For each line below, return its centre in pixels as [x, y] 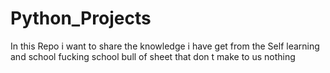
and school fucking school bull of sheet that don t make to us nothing [153, 56]
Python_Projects [81, 18]
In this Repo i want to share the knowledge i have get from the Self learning [165, 46]
